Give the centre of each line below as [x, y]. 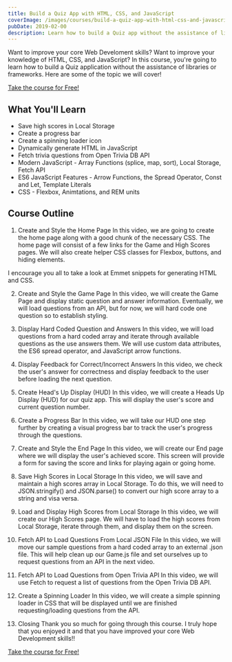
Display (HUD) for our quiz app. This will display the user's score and [116, 399]
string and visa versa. [48, 498]
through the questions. [50, 434]
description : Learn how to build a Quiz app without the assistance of [113, 33]
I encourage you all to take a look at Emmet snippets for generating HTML [113, 272]
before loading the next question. [65, 379]
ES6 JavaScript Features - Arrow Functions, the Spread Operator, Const [120, 177]
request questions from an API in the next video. [86, 561]
